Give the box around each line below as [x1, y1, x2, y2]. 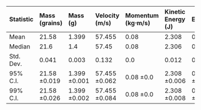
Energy [164, 15, 185, 23]
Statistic [9, 15, 34, 23]
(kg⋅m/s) [125, 19, 151, 27]
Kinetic [164, 8, 185, 16]
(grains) [39, 19, 63, 27]
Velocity [95, 11, 120, 20]
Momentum [125, 11, 159, 20]
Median [9, 42, 31, 50]
